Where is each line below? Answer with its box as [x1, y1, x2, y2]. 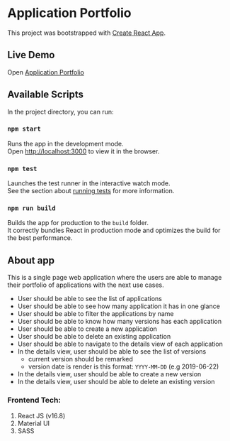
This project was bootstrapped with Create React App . [7, 28, 166, 37]
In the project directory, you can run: [7, 107, 114, 116]
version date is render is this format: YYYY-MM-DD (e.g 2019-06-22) [28, 362, 219, 371]
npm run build [7, 205, 56, 212]
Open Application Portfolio [7, 67, 85, 76]
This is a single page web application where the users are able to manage [7, 273, 222, 282]
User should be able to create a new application [17, 325, 158, 333]
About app [7, 254, 55, 266]
